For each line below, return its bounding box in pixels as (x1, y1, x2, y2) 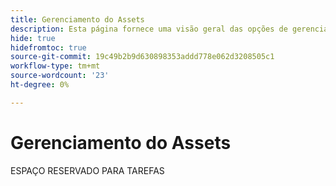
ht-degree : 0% (10, 80, 70, 90)
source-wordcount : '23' (10, 71, 110, 81)
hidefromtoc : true (10, 42, 87, 53)
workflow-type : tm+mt (10, 61, 101, 71)
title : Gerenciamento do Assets (10, 14, 145, 25)
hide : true (10, 33, 56, 43)
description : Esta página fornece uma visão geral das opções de (10, 24, 288, 34)
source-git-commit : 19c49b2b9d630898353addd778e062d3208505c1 (10, 52, 275, 62)
